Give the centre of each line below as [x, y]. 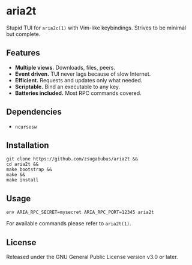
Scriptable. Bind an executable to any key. [67, 87]
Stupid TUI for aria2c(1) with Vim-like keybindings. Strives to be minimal [96, 28]
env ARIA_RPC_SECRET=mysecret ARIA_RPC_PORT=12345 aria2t [80, 212]
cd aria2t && [22, 164]
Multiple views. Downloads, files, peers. [65, 67]
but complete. [23, 34]
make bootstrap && [29, 169]
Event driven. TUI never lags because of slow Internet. [83, 74]
